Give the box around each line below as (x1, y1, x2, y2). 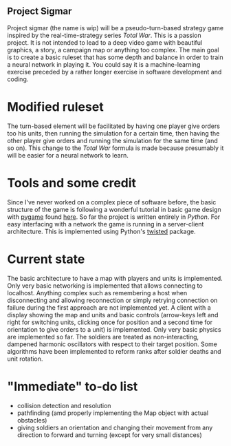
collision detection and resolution (16, 401, 111, 410)
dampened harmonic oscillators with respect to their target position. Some (7, 340, 218, 348)
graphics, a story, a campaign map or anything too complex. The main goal (7, 45, 219, 54)
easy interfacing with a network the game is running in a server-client (7, 220, 204, 228)
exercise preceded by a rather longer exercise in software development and (7, 67, 222, 76)
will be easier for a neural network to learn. (7, 151, 129, 159)
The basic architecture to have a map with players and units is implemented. (7, 274, 223, 282)
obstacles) (16, 416, 47, 424)
